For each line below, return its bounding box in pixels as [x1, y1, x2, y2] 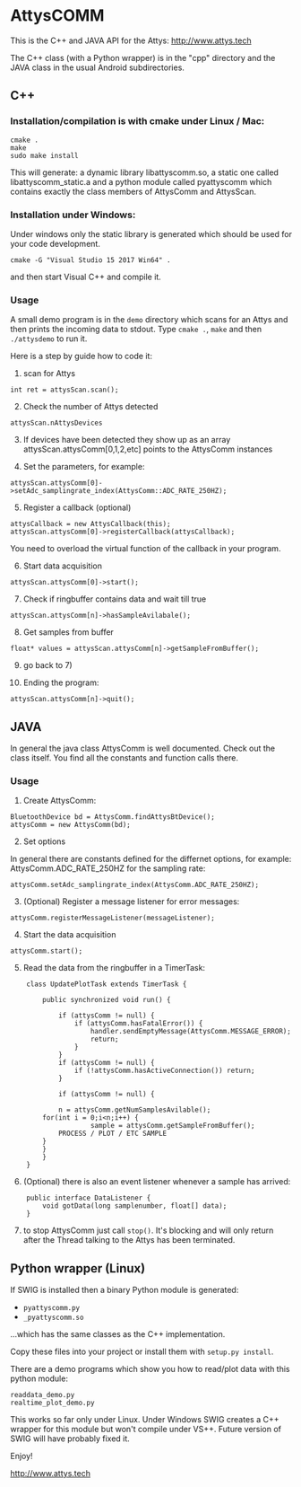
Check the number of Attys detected [22, 401, 159, 412]
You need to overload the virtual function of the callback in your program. [10, 543, 281, 554]
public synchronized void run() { [42, 996, 171, 1005]
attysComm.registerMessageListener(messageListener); [10, 913, 216, 923]
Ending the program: [22, 677, 99, 688]
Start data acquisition [22, 560, 102, 571]
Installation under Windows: [10, 208, 136, 221]
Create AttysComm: [22, 796, 97, 806]
